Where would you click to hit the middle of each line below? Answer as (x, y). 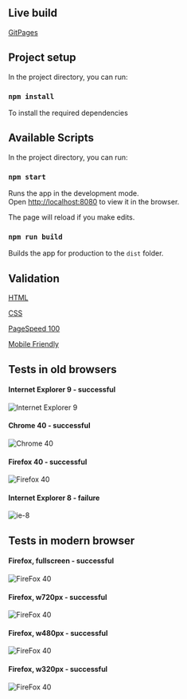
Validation (34, 278)
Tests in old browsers (62, 369)
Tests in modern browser (72, 540)
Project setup (43, 58)
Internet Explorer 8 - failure (54, 498)
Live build (33, 13)
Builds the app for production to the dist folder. (86, 253)
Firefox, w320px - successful (58, 669)
